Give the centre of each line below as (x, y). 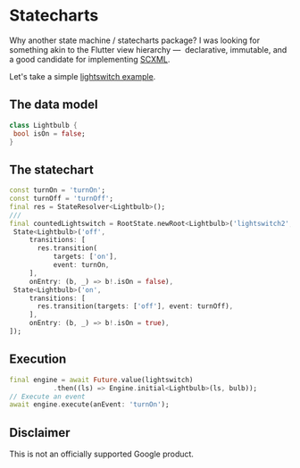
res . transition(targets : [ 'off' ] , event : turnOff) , (135, 306)
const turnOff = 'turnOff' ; (62, 199)
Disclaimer (40, 433)
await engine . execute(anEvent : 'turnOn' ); (89, 405)
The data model (54, 105)
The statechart (51, 169)
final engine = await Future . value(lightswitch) (101, 380)
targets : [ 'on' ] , (85, 257)
